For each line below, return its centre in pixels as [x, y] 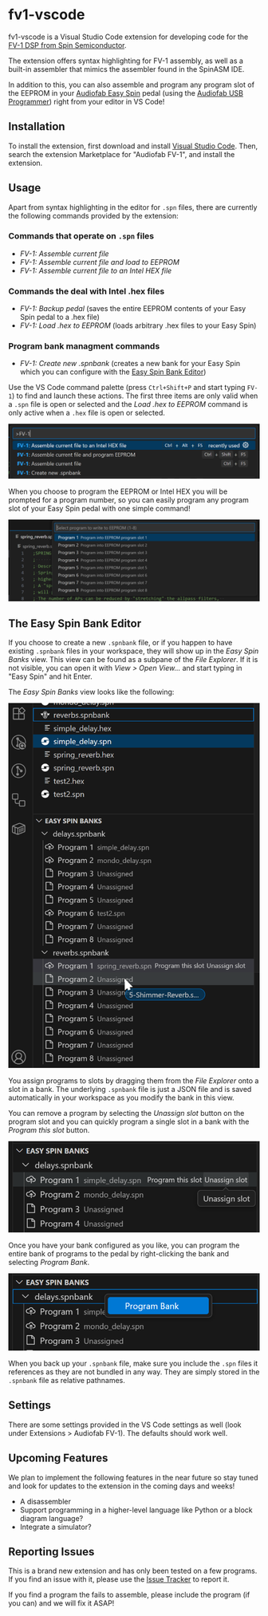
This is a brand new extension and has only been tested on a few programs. [133, 1571]
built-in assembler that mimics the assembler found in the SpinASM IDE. [126, 69]
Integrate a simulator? [55, 1527]
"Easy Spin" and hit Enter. [51, 676]
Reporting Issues [51, 1552]
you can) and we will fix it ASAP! [61, 1603]
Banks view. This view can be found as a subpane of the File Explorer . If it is [133, 660]
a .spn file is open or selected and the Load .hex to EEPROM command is [128, 404]
